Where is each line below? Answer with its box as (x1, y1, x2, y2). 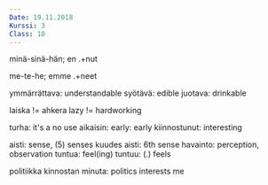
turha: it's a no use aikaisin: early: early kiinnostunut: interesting (9, 122, 242, 133)
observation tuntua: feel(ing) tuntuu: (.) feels (9, 149, 171, 159)
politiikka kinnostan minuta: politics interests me (9, 166, 185, 177)
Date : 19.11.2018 (9, 12, 74, 22)
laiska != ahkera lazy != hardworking (9, 105, 142, 116)
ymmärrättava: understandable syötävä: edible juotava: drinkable (9, 88, 247, 98)
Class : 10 (9, 29, 46, 38)
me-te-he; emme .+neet (9, 71, 98, 81)
